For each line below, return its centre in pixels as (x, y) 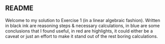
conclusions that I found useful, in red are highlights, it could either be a (79, 31)
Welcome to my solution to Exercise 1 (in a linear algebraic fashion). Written (83, 20)
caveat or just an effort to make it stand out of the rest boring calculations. (82, 36)
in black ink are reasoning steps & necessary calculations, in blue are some (82, 25)
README (19, 8)
